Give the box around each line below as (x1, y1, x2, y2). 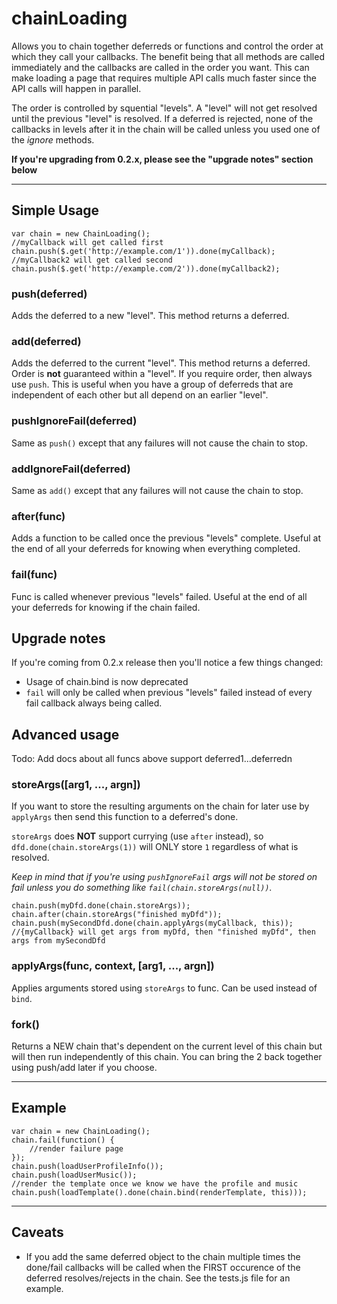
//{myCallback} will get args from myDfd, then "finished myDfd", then (11, 927, 316, 937)
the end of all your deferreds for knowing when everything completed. (11, 543, 301, 555)
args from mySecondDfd (11, 936, 106, 946)
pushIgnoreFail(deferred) (11, 414, 138, 428)
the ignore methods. (11, 133, 95, 146)
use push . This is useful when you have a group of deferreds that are (11, 378, 294, 391)
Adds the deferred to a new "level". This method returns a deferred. (11, 310, 290, 322)
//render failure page (29, 1143, 124, 1154)
